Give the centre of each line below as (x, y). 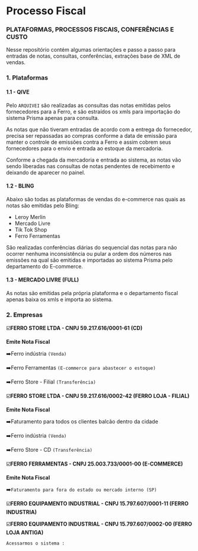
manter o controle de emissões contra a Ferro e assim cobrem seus (89, 142)
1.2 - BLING (20, 186)
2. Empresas (25, 315)
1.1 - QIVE (18, 92)
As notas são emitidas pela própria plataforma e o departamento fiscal (92, 293)
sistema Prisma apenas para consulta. (53, 118)
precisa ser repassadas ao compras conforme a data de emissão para (92, 135)
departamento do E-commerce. (44, 266)
